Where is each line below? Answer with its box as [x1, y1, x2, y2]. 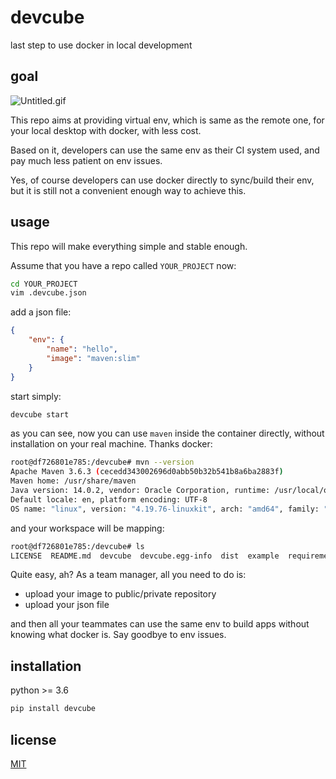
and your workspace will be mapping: [10, 522, 165, 534]
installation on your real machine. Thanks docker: [10, 438, 213, 450]
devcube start [10, 409, 70, 420]
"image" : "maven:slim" [46, 353, 141, 363]
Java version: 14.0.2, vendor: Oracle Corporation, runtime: [10, 486, 271, 496]
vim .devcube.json [10, 288, 87, 298]
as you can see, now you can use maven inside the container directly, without [10, 427, 325, 440]
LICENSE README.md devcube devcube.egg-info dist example [10, 551, 280, 561]
